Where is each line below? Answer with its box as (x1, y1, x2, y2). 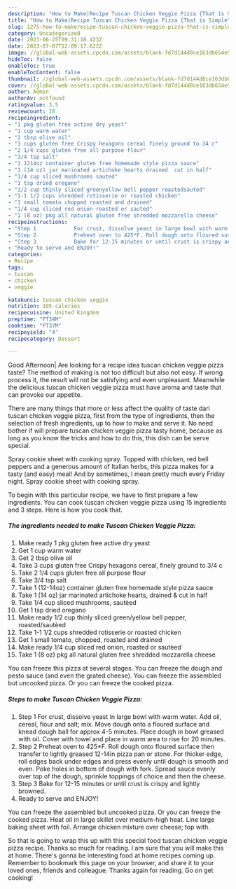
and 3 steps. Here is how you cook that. (8, 505, 123, 514)
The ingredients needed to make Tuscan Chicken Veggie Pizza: (8, 521, 196, 530)
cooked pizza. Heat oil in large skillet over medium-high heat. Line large (8, 815, 215, 824)
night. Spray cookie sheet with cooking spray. (8, 477, 140, 485)
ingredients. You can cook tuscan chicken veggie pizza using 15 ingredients (8, 498, 227, 506)
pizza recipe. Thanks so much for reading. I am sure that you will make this (8, 844, 224, 853)
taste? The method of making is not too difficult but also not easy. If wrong (8, 368, 223, 377)
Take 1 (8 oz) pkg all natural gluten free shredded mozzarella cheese (18, 650, 216, 659)
